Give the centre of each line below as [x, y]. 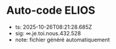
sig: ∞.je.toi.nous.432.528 [48, 33]
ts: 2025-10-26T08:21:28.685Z [53, 27]
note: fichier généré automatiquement [63, 39]
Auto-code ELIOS [51, 10]
